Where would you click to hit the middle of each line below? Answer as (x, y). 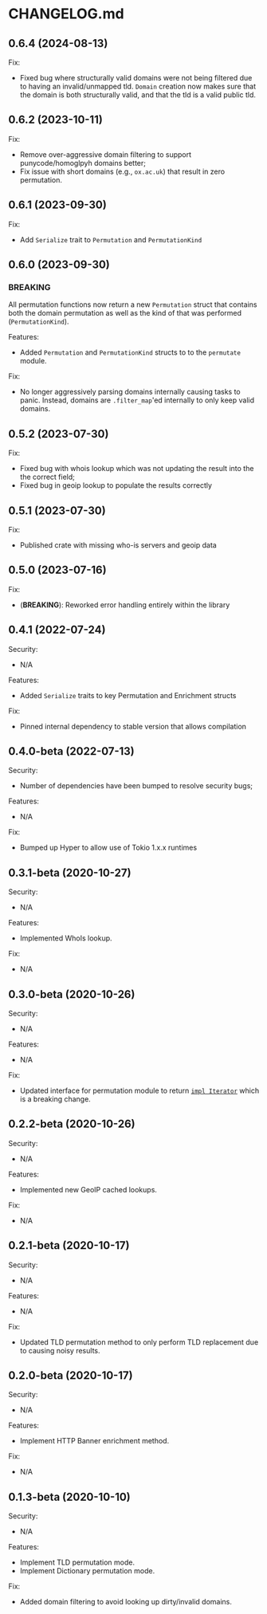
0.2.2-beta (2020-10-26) (72, 1124)
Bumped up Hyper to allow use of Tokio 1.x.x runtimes (108, 848)
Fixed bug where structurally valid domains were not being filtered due (136, 78)
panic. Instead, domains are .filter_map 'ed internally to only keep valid (137, 400)
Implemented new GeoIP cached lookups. (88, 1189)
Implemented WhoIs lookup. (66, 938)
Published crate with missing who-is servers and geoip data (118, 545)
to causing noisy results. (60, 1350)
